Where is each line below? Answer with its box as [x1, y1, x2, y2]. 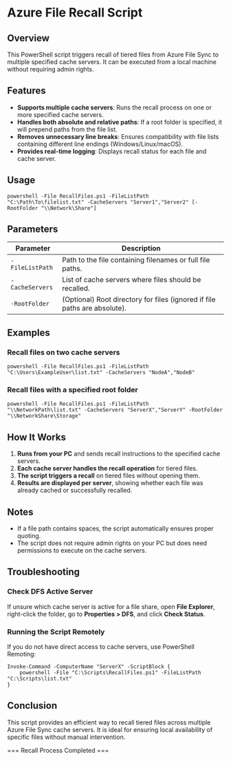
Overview [7, 32, 50, 44]
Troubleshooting [7, 566, 80, 578]
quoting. [16, 532, 41, 540]
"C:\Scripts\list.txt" [7, 676, 72, 683]
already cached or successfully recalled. [16, 486, 133, 495]
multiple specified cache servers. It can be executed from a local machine [7, 58, 217, 66]
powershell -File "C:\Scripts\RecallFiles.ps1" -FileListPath [19, 669, 201, 676]
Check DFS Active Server [7, 587, 93, 597]
